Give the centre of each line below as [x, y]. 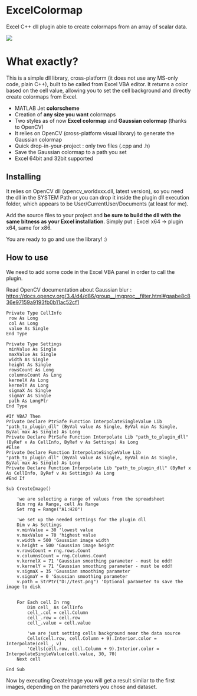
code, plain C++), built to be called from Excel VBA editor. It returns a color [97, 84]
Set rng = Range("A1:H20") [50, 509]
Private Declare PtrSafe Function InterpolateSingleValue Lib [84, 421]
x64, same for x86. [29, 227]
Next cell [29, 659]
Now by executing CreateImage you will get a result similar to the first [91, 680]
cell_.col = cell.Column [58, 612]
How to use [27, 258]
